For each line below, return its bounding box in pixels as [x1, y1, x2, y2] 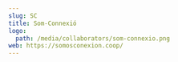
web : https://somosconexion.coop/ [8, 42, 124, 50]
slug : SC [8, 11, 38, 20]
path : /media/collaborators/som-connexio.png [15, 34, 171, 43]
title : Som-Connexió [8, 19, 78, 27]
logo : [8, 27, 26, 35]
